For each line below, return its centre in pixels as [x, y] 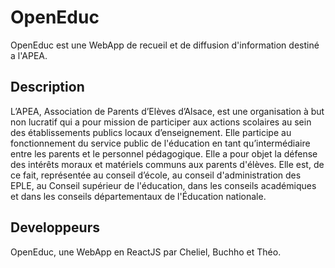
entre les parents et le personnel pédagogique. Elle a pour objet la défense [164, 153]
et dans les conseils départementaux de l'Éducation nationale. [138, 196]
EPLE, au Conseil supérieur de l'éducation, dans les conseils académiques [163, 185]
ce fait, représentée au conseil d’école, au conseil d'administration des [156, 175]
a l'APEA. [29, 55]
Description [47, 87]
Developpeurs [55, 227]
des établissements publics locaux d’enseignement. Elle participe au [151, 132]
